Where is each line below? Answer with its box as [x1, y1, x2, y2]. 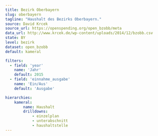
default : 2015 [14, 72, 43, 77]
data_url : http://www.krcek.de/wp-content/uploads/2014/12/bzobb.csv [5, 30, 153, 35]
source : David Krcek [5, 21, 48, 26]
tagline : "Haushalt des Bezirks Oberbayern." [5, 16, 101, 21]
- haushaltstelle [31, 123, 68, 128]
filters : [5, 58, 23, 63]
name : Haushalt [23, 104, 55, 109]
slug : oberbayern [5, 12, 41, 17]
